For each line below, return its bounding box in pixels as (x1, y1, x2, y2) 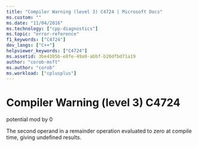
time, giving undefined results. (6, 134, 82, 141)
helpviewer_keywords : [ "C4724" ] (6, 48, 87, 54)
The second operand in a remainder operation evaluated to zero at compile (6, 127, 192, 135)
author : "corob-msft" (6, 59, 61, 65)
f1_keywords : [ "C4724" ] (6, 37, 66, 43)
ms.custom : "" (6, 14, 42, 20)
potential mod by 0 (6, 116, 53, 123)
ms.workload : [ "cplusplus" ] (6, 70, 77, 76)
